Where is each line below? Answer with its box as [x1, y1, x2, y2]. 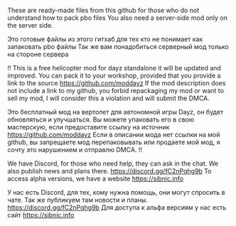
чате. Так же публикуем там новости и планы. [7, 195, 148, 204]
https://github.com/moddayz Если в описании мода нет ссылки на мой [7, 131, 220, 139]
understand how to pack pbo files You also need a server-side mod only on [7, 14, 228, 22]
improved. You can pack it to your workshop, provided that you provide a [7, 71, 221, 80]
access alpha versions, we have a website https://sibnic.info [7, 174, 183, 183]
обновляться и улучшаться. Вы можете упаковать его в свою [7, 115, 195, 124]
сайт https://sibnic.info [7, 211, 75, 219]
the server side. [7, 21, 53, 29]
